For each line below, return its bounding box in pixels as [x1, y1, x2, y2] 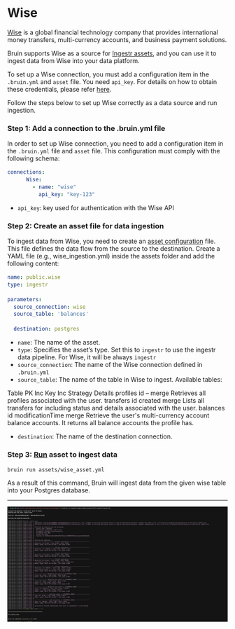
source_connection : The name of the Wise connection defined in [17, 361, 203, 369]
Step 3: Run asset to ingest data [7, 450, 117, 459]
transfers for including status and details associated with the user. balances [7, 404, 225, 413]
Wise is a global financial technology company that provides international [7, 28, 218, 36]
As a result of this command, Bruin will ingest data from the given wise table [7, 478, 227, 488]
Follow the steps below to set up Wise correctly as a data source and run [7, 98, 218, 106]
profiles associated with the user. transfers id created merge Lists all [7, 396, 205, 405]
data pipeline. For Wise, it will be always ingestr [17, 353, 157, 361]
